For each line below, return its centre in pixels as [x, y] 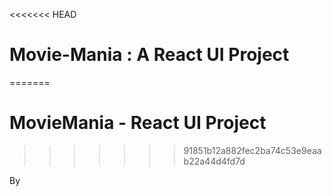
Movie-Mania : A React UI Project [149, 55]
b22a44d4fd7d [214, 161]
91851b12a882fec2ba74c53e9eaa [252, 150]
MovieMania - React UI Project [138, 123]
